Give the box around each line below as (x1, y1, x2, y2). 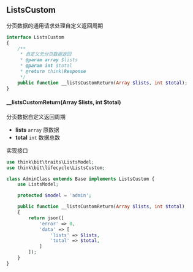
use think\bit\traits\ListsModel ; (6, 159, 95, 165)
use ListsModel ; (17, 181, 59, 187)
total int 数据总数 (15, 134, 60, 141)
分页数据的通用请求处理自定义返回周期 (6, 21, 103, 29)
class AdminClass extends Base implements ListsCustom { (6, 176, 155, 182)
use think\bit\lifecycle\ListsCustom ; (6, 165, 105, 171)
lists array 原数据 (15, 126, 59, 134)
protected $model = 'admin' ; (17, 192, 92, 198)
